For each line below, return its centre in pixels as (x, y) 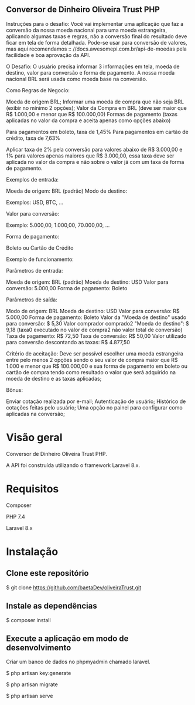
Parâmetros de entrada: (35, 270)
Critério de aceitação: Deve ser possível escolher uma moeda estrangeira (95, 353)
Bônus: (15, 390)
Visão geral (34, 438)
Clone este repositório (47, 573)
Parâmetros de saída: (32, 300)
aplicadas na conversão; (36, 414)
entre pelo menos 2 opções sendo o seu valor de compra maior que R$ (92, 360)
